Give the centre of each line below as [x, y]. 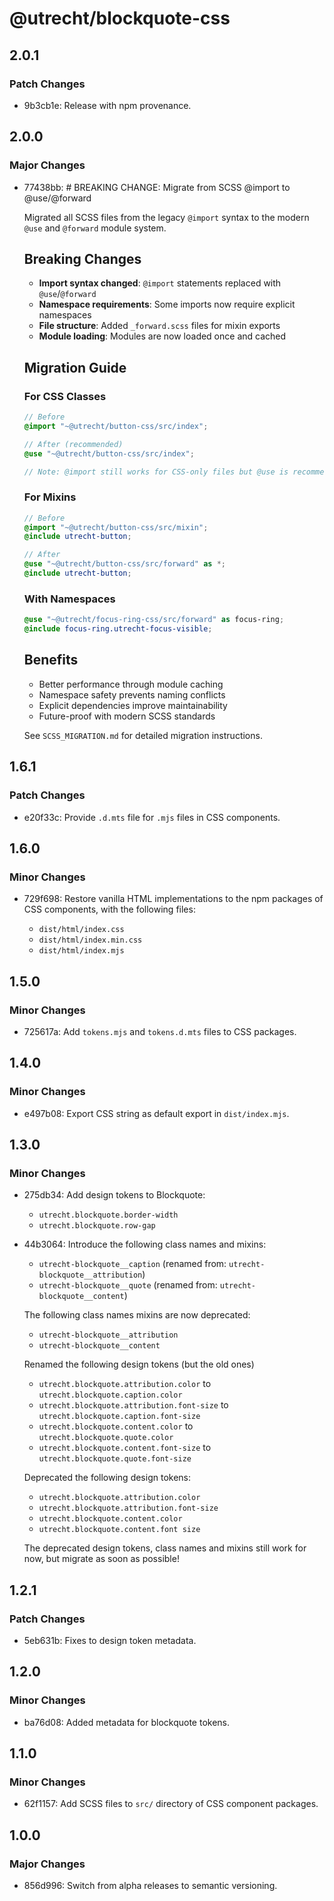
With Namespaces [69, 599]
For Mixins [50, 497]
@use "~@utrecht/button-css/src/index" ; [109, 453]
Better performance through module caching [131, 684]
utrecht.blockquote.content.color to [116, 1426]
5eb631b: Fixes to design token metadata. [110, 1640]
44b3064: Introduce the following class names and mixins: [145, 1244]
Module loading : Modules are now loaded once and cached [162, 336]
